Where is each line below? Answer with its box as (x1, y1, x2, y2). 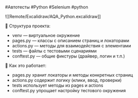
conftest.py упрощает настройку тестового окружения (12, 88, 126, 93)
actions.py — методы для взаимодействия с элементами (12, 43, 131, 48)
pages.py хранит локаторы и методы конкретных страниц (12, 72, 133, 78)
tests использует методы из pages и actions (12, 82, 103, 88)
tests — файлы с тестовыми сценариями (12, 48, 97, 54)
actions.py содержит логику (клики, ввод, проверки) (12, 78, 122, 83)
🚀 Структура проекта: (5, 23, 51, 29)
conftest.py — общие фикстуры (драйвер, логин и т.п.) (12, 53, 125, 59)
